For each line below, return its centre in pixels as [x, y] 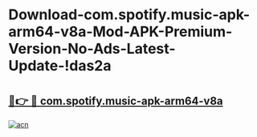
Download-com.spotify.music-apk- [129, 15]
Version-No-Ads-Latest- [92, 49]
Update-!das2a [60, 66]
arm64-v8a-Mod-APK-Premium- [120, 32]
